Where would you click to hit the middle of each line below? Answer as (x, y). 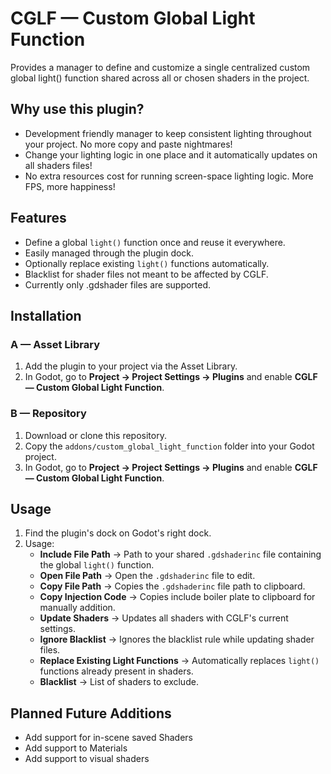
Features (38, 218)
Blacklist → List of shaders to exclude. (119, 682)
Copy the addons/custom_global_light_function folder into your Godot (169, 446)
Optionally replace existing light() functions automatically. (147, 263)
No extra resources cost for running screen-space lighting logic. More (169, 176)
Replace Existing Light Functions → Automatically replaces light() (179, 661)
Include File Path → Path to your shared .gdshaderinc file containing (180, 554)
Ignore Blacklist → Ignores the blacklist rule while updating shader (177, 639)
